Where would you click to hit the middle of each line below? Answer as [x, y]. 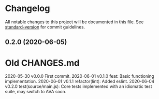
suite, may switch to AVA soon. [36, 92]
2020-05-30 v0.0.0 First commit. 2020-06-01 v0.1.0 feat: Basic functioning [80, 76]
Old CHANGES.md [42, 63]
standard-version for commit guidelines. [45, 27]
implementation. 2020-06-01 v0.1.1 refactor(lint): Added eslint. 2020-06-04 [80, 81]
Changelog [28, 8]
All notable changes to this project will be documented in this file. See [74, 22]
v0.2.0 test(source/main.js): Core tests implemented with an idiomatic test [79, 86]
